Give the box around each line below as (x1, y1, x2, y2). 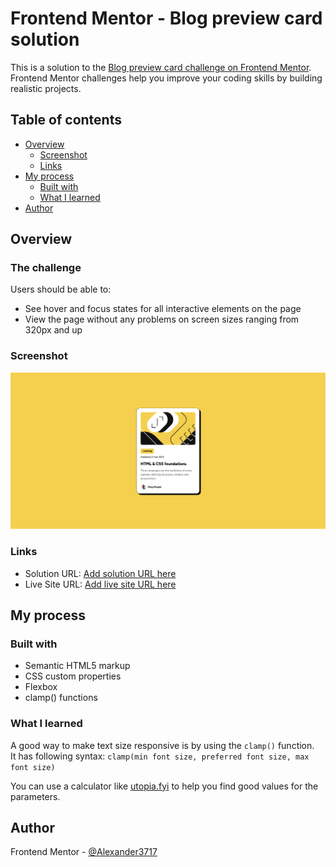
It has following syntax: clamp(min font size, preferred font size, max (10, 750, 310, 762)
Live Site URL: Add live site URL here (24, 578, 177, 590)
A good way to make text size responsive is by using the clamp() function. (10, 739, 315, 751)
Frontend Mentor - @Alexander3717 (10, 846, 158, 858)
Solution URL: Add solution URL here (24, 567, 177, 579)
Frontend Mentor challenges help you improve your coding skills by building (10, 72, 323, 84)
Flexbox (24, 681, 58, 693)
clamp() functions (24, 692, 98, 704)
